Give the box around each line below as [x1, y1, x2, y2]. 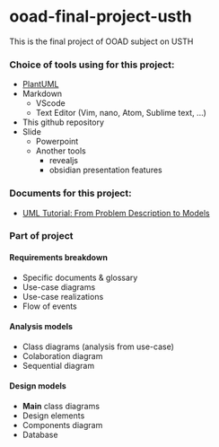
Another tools [35, 145, 87, 156]
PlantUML [22, 79, 59, 90]
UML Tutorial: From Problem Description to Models [22, 207, 210, 218]
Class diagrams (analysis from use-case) [22, 341, 175, 352]
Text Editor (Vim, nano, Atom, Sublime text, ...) [35, 108, 206, 118]
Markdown [22, 88, 63, 100]
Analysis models [9, 321, 74, 332]
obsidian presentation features [48, 164, 163, 176]
